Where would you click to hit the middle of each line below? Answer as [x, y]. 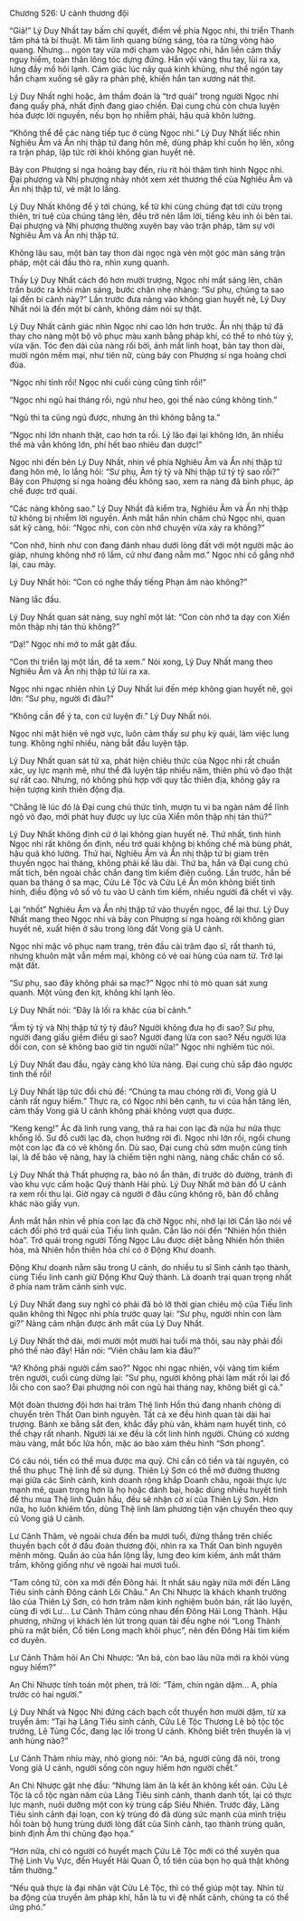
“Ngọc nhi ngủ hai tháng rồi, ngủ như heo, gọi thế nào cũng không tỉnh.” [143, 400]
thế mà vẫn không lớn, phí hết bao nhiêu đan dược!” [106, 444]
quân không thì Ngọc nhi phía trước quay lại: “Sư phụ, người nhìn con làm [146, 1314]
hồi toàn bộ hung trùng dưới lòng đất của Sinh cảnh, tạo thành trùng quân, [147, 1824]
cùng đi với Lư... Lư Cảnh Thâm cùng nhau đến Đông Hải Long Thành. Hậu [148, 1611]
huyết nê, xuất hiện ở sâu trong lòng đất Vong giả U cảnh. [117, 928]
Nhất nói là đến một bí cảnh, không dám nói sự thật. [106, 309]
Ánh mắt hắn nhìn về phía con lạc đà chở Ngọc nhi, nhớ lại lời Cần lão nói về [151, 1221]
